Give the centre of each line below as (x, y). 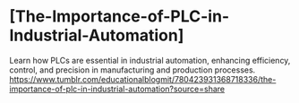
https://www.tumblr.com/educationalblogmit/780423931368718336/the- (143, 79)
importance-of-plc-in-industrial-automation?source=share (117, 89)
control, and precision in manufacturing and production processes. (132, 70)
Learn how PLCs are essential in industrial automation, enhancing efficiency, (150, 60)
